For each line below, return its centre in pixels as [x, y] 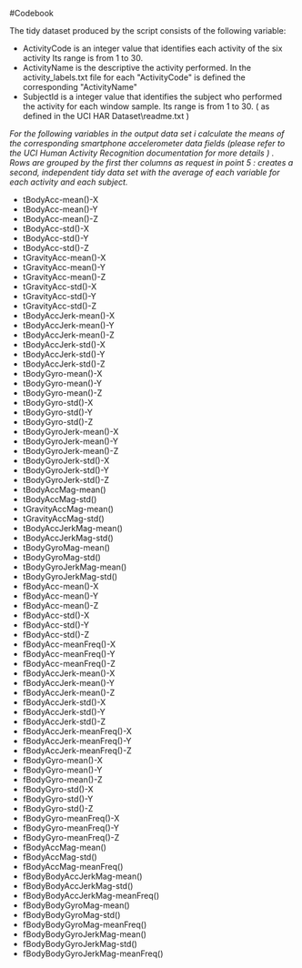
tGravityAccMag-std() [63, 519]
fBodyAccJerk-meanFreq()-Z [77, 751]
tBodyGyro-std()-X [58, 403]
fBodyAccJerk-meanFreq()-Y [77, 741]
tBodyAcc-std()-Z [55, 248]
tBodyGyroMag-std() [62, 557]
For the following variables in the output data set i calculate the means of [147, 134]
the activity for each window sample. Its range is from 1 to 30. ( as [146, 106]
